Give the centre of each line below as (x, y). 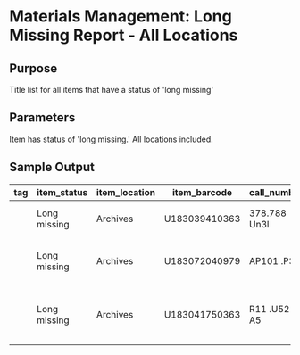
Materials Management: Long (121, 17)
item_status (62, 192)
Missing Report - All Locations (124, 35)
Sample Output (52, 167)
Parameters (42, 118)
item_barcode (203, 192)
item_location (126, 192)
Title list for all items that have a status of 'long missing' (112, 90)
